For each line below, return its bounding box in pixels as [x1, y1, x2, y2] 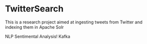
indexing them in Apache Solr [5, 24, 64, 30]
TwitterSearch [5, 3, 64, 14]
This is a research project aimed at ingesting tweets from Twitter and [5, 19, 143, 25]
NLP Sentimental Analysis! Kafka [5, 33, 70, 39]
